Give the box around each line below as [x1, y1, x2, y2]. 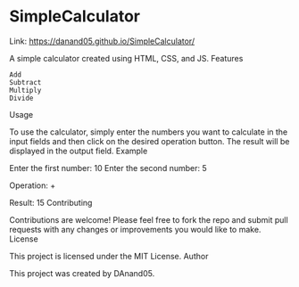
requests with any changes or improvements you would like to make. [9, 224, 262, 234]
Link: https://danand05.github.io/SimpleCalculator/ [9, 36, 195, 46]
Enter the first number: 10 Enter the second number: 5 [9, 162, 207, 173]
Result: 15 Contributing [9, 197, 93, 208]
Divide [9, 94, 34, 102]
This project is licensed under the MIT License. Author [9, 250, 209, 261]
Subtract [9, 78, 42, 86]
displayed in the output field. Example [9, 145, 148, 156]
